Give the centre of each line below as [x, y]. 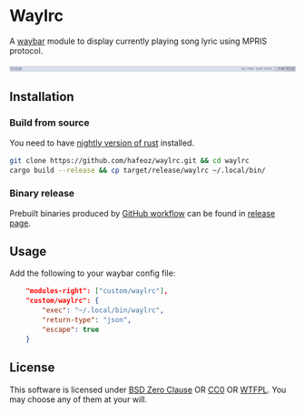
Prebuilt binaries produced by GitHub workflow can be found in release [143, 213]
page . [20, 223]
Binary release [42, 194]
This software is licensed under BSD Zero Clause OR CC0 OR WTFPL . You [148, 389]
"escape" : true [71, 329]
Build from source [49, 123]
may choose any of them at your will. [79, 399]
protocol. [26, 50]
